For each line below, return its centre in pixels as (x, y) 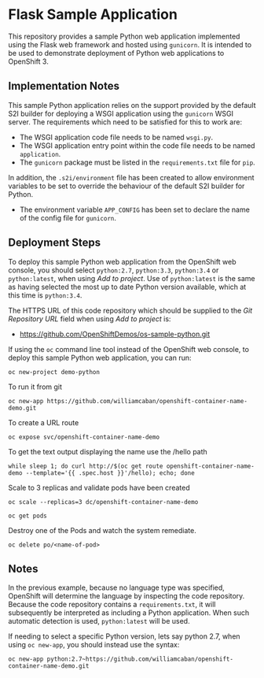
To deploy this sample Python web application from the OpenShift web (123, 261)
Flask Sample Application (93, 15)
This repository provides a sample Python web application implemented (124, 36)
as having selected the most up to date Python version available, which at (127, 287)
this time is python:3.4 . (45, 295)
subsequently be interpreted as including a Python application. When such (129, 613)
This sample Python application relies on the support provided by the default (132, 105)
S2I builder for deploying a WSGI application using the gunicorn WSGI (121, 113)
